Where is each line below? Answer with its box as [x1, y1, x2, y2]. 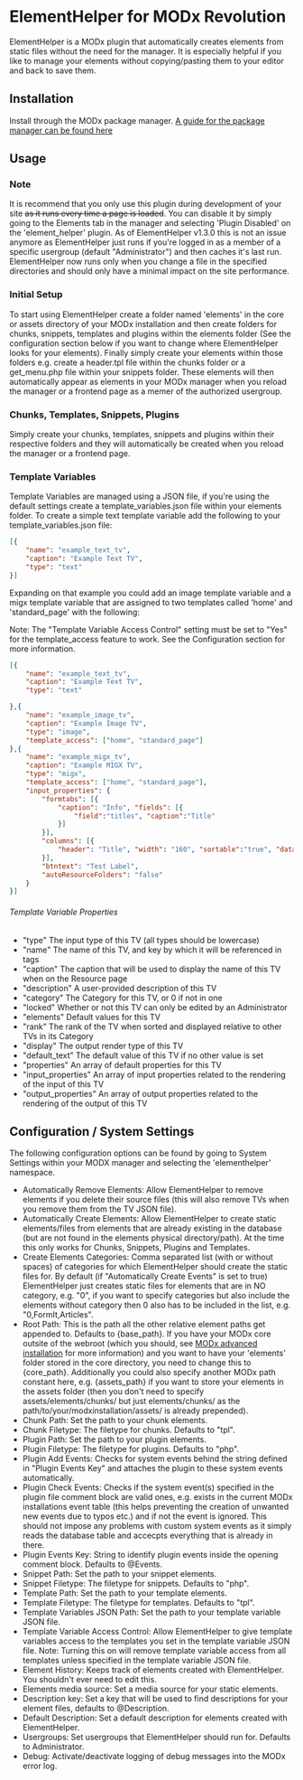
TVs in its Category [22, 1030, 94, 1041]
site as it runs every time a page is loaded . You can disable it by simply [9, 208, 272, 219]
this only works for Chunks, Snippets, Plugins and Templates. [22, 1242, 251, 1253]
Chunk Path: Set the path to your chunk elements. [22, 1415, 208, 1426]
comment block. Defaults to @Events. [22, 1559, 163, 1569]
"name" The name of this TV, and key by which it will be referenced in [22, 944, 282, 955]
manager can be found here [9, 125, 113, 136]
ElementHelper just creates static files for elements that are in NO [22, 1280, 266, 1291]
